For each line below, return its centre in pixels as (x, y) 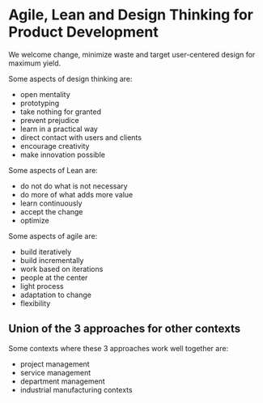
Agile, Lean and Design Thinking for (131, 15)
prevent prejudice (49, 120)
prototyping (40, 103)
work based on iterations (62, 269)
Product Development (84, 32)
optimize (35, 220)
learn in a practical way (59, 129)
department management (62, 381)
